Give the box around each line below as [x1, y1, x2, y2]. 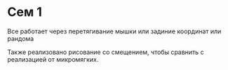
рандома [7, 34, 34, 42]
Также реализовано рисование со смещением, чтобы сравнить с [7, 48, 205, 56]
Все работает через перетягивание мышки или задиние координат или [7, 27, 222, 35]
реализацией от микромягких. [7, 55, 99, 63]
